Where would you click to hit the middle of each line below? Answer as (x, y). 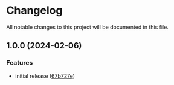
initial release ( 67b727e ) (45, 76)
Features (20, 63)
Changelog (34, 10)
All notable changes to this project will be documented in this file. (88, 27)
